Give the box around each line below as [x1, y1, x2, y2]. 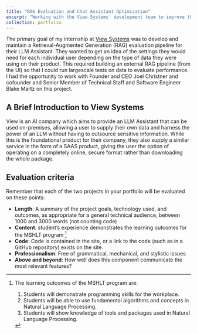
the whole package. [6, 155, 54, 162]
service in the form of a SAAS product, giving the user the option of [6, 143, 169, 150]
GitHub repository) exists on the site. [14, 244, 104, 251]
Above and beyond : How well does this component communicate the [14, 256, 183, 263]
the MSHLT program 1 [14, 230, 67, 238]
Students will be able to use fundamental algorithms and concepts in [23, 296, 189, 304]
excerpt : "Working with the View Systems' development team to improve [6, 14, 185, 20]
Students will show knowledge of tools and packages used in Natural [23, 309, 191, 316]
